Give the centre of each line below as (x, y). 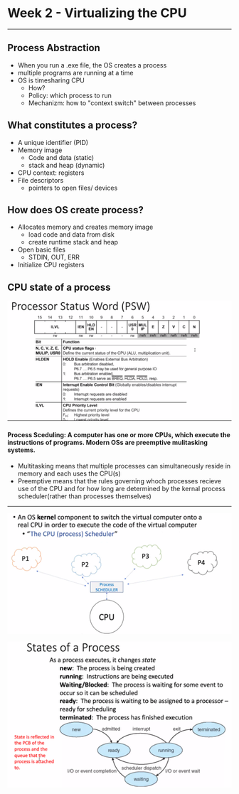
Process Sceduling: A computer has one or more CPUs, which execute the (119, 434)
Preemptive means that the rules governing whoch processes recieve (119, 481)
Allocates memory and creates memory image (85, 227)
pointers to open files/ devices (73, 188)
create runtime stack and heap (73, 242)
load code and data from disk (71, 235)
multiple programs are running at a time (75, 73)
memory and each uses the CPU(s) (69, 473)
